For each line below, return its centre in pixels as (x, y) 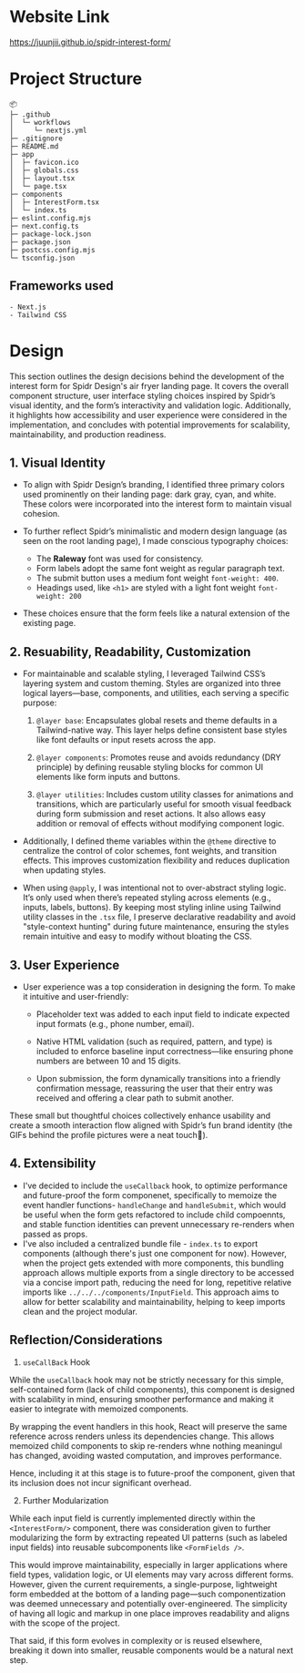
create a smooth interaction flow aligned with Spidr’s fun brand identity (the (151, 1125)
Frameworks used (61, 286)
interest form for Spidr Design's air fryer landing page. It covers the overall (149, 385)
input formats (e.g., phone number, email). (115, 1024)
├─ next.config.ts (44, 226)
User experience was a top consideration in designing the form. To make (159, 987)
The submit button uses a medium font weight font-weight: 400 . (158, 578)
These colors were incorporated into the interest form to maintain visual (157, 504)
